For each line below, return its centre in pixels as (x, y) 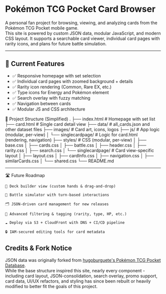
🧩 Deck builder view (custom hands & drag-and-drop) (61, 186)
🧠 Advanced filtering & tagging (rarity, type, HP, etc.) (66, 214)
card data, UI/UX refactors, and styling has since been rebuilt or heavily (78, 281)
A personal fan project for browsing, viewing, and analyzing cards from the (81, 23)
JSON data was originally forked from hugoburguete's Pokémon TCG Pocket (83, 260)
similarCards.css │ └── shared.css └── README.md (60, 161)
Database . (16, 265)
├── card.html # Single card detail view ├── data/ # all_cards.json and (77, 124)
